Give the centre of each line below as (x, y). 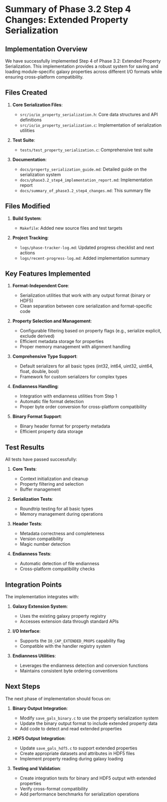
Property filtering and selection (52, 484)
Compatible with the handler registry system (65, 646)
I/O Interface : (26, 631)
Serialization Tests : (33, 499)
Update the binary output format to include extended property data (89, 723)
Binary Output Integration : (40, 708)
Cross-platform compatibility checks (57, 569)
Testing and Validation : (37, 768)
